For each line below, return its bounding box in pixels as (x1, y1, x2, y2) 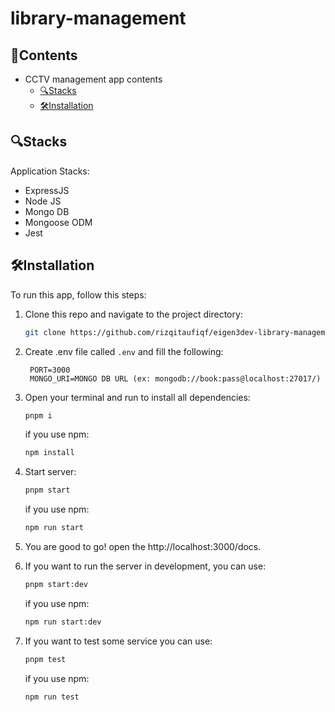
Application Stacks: (10, 165, 90, 177)
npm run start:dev (24, 617, 102, 627)
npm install (24, 448, 75, 458)
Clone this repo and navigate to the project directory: (24, 308, 243, 320)
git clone (24, 327, 67, 337)
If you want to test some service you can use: (24, 635, 213, 647)
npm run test (24, 692, 80, 702)
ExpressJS (24, 184, 70, 196)
